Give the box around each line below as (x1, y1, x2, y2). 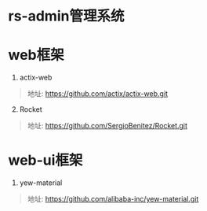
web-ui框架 (8, 151, 83, 169)
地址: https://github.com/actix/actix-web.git (27, 89, 169, 98)
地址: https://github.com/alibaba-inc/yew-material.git (27, 194, 199, 204)
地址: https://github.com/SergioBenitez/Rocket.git (27, 121, 188, 131)
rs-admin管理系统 (8, 7, 125, 25)
